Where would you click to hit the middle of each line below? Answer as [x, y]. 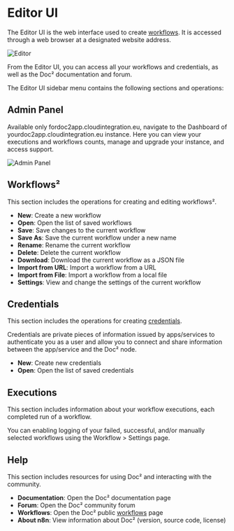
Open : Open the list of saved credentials [75, 371]
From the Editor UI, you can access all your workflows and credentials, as [113, 67]
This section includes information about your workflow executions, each [111, 409]
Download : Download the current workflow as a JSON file [101, 260]
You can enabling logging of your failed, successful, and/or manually [106, 430]
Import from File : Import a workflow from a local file [92, 275]
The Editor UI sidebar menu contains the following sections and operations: [116, 88]
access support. [31, 149]
